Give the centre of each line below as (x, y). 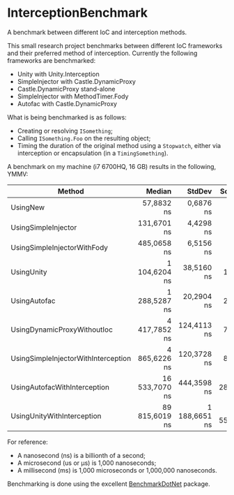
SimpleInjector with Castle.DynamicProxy (76, 81)
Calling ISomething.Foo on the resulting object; (84, 138)
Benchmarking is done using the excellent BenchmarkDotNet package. (109, 484)
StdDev (200, 191)
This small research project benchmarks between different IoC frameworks (115, 45)
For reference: (28, 442)
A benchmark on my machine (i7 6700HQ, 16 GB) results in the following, (112, 166)
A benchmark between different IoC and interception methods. (97, 32)
